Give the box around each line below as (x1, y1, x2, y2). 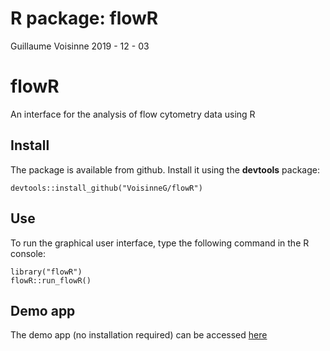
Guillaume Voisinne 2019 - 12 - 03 (10, 40, 150, 52)
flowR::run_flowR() (10, 275, 92, 286)
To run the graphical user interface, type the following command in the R (10, 237, 310, 249)
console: (10, 247, 47, 259)
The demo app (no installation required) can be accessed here (10, 329, 268, 341)
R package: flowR (10, 7, 159, 30)
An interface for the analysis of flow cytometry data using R (10, 108, 256, 120)
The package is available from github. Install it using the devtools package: (10, 163, 320, 176)
